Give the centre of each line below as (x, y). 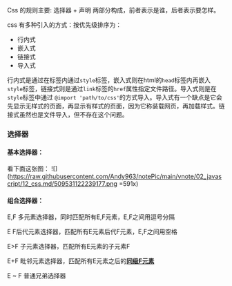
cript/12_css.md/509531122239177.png (62, 184)
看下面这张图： (28, 169)
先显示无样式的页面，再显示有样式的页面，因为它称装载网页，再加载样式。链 (116, 106)
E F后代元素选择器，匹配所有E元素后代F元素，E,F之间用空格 (93, 232)
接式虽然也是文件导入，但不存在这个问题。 (68, 115)
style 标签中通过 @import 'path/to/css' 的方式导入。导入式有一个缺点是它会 (115, 97)
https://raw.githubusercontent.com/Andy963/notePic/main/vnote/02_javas (116, 177)
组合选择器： (25, 200)
